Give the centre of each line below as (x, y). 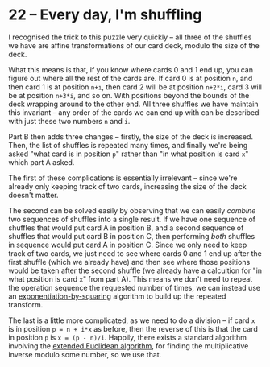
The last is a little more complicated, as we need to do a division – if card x (132, 320)
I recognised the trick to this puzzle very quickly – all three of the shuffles (130, 37)
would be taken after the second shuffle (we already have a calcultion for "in (135, 270)
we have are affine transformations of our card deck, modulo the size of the (134, 45)
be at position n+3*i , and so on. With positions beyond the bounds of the (129, 95)
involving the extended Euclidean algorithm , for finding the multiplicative (129, 346)
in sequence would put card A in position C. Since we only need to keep (128, 245)
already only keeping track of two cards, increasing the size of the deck (128, 186)
